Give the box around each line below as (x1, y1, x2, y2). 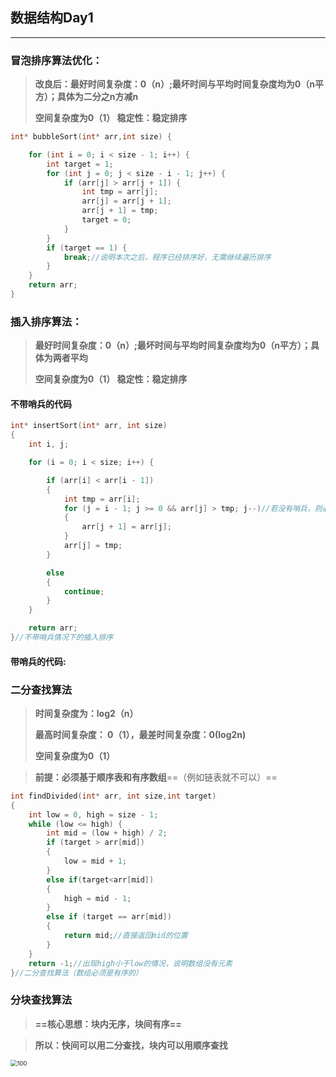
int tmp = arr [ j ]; (81, 187, 159, 197)
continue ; (63, 586, 105, 597)
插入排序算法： (10, 314, 83, 328)
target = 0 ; (81, 215, 132, 225)
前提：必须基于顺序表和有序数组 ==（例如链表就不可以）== (34, 771, 278, 783)
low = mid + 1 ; (63, 856, 128, 866)
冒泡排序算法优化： (10, 53, 103, 67)
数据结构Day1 (10, 9, 94, 27)
